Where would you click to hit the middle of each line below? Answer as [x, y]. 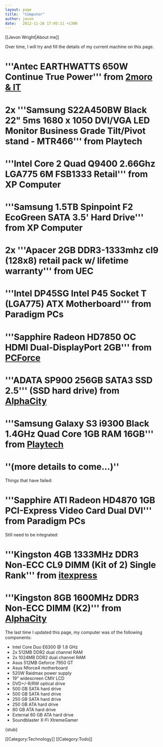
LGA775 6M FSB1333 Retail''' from [77, 174]
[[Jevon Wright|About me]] [32, 37]
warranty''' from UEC [49, 271]
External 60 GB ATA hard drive [43, 715]
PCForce [23, 358]
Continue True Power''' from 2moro [79, 77]
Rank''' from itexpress [51, 575]
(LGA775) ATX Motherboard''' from [78, 304]
